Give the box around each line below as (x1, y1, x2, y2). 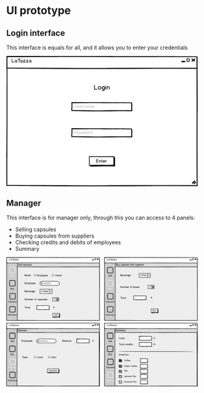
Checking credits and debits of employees (15, 239, 121, 246)
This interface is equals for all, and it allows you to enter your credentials (6, 44, 188, 51)
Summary (15, 245, 39, 253)
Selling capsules (15, 226, 56, 233)
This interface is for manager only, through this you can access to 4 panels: (6, 214, 195, 222)
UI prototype (6, 4, 71, 18)
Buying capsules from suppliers (15, 232, 95, 240)
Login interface (6, 28, 66, 38)
